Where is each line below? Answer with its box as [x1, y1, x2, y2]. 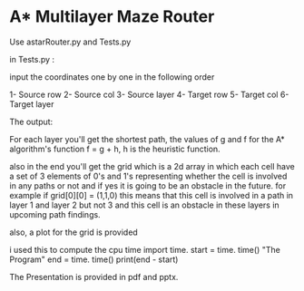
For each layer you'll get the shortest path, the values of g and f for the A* [9, 133, 286, 144]
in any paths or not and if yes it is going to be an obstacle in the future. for [9, 179, 287, 191]
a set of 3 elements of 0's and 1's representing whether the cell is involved [9, 170, 288, 181]
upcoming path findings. [9, 209, 102, 219]
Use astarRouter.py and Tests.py [9, 36, 132, 47]
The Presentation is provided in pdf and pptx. [9, 271, 179, 282]
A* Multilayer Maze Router [9, 6, 215, 27]
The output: [9, 116, 54, 127]
